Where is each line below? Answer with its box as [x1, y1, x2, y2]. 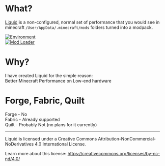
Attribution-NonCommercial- [98, 136, 156, 141]
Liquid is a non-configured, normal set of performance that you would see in [5, 19, 160, 25]
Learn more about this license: [5, 150, 67, 156]
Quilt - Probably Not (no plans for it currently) [5, 121, 97, 128]
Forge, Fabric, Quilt [5, 95, 85, 106]
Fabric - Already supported [5, 116, 60, 122]
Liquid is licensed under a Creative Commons [5, 136, 97, 141]
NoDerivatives [5, 141, 34, 147]
